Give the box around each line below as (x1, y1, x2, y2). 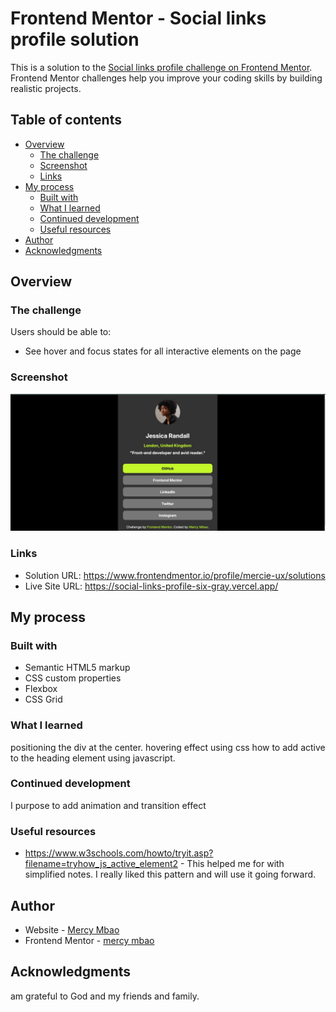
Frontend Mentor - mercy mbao (24, 934, 155, 946)
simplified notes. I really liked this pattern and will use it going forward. (24, 868, 317, 881)
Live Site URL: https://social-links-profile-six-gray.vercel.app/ (24, 580, 279, 592)
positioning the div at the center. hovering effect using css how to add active (10, 741, 326, 753)
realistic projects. (10, 82, 82, 94)
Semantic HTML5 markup (24, 662, 131, 674)
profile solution (10, 28, 140, 51)
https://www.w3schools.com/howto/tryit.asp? (24, 847, 214, 859)
